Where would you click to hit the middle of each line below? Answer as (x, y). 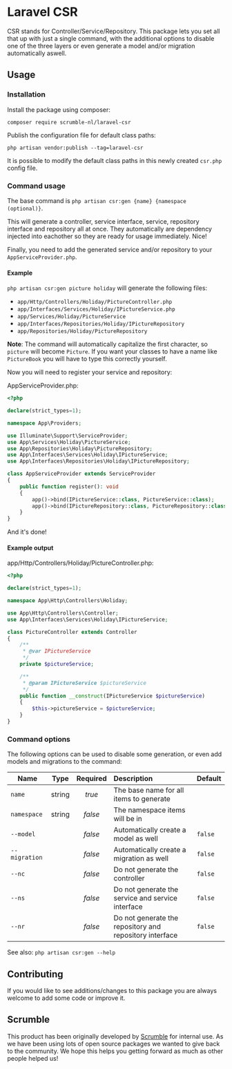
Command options (39, 739)
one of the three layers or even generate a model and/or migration (101, 46)
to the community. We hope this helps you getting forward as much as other (115, 1051)
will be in (128, 819)
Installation (27, 95)
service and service (146, 898)
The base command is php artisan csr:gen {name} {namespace (97, 200)
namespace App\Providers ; (44, 423)
